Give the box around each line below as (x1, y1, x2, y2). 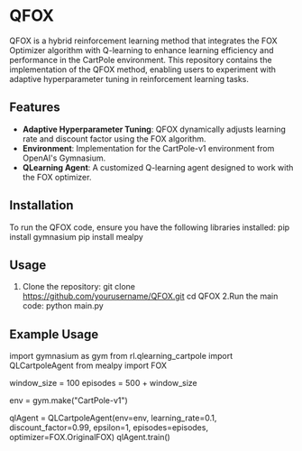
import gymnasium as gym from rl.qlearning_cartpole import (9, 351, 233, 362)
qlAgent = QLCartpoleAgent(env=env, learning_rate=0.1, (9, 412, 217, 424)
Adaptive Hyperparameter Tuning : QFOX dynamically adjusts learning (22, 124, 287, 134)
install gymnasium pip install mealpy (9, 231, 144, 242)
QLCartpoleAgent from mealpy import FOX (9, 360, 168, 371)
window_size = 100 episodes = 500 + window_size (9, 378, 197, 389)
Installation (9, 198, 74, 213)
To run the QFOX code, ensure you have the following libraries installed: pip (9, 222, 290, 233)
